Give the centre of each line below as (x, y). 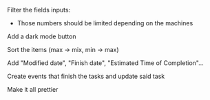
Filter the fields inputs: (39, 10)
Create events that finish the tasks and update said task (86, 76)
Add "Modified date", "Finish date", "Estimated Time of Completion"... (106, 63)
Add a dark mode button (42, 36)
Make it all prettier (33, 89)
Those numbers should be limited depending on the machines (105, 23)
